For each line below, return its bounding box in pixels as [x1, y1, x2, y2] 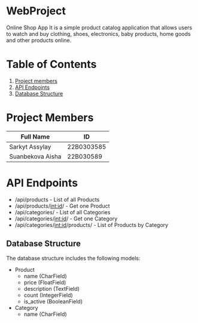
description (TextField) [23, 285, 80, 292]
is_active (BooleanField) [23, 297, 83, 305]
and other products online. [6, 36, 72, 44]
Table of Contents [6, 58, 97, 71]
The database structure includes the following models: [6, 254, 141, 262]
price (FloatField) [23, 279, 66, 286]
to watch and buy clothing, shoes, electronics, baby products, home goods [6, 30, 191, 37]
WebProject [6, 4, 66, 18]
